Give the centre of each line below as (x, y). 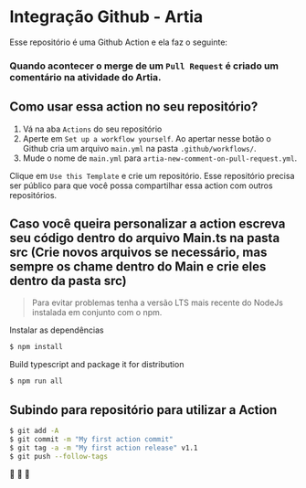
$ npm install (37, 347)
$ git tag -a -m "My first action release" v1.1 (104, 448)
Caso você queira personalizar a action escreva (148, 224)
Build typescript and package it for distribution (97, 365)
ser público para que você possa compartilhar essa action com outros (141, 186)
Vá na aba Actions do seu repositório (92, 129)
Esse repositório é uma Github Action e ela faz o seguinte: (119, 42)
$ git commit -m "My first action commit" (91, 439)
